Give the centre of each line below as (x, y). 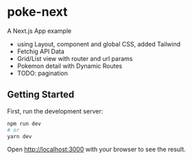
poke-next (37, 12)
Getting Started (41, 95)
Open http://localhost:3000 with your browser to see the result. (97, 149)
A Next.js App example (39, 31)
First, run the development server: (55, 111)
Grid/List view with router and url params (75, 58)
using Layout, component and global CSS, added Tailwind (98, 44)
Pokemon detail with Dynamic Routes (70, 66)
